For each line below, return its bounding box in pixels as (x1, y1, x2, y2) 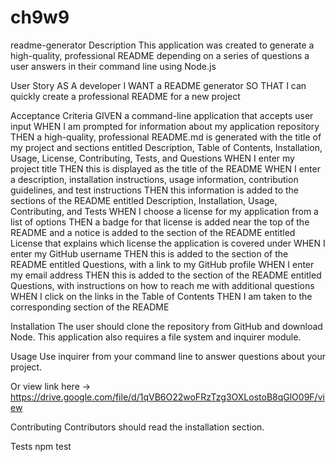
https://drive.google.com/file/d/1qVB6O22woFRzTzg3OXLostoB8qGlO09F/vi (10, 391, 325, 403)
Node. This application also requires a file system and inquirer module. (10, 331, 302, 343)
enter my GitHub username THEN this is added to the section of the (10, 247, 289, 260)
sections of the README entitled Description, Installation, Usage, (10, 194, 278, 206)
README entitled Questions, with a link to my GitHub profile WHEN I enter (10, 258, 315, 270)
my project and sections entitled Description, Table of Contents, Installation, (10, 141, 323, 153)
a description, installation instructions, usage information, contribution (10, 173, 299, 185)
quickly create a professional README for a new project (10, 90, 241, 102)
